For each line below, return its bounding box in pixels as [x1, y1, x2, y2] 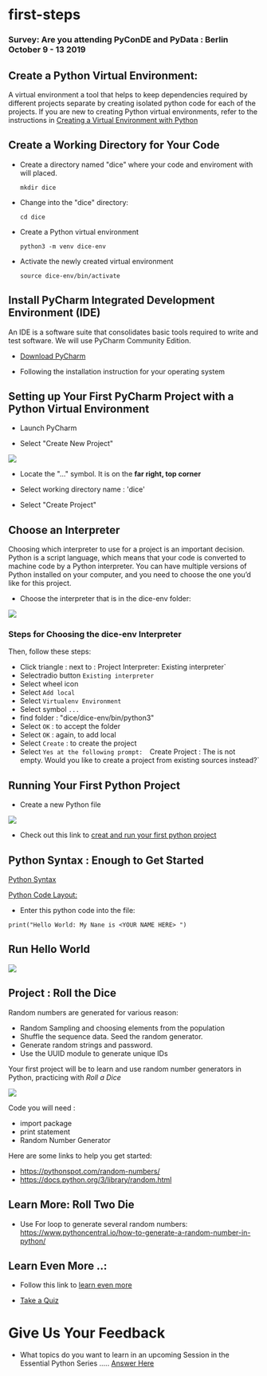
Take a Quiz [19, 1295, 60, 1306]
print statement [19, 1127, 70, 1137]
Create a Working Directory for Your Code [8, 138, 220, 152]
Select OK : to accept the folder [19, 722, 121, 731]
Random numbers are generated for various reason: [8, 1007, 179, 1017]
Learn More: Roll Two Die [8, 1198, 135, 1212]
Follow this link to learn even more [19, 1280, 133, 1290]
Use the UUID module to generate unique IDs [19, 1048, 169, 1058]
